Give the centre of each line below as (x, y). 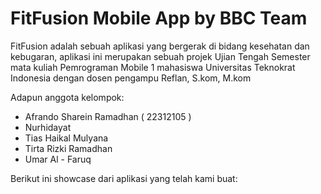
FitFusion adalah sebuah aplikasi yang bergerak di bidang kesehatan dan (160, 46)
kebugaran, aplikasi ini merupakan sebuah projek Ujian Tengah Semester (160, 56)
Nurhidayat (48, 127)
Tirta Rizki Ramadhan (68, 148)
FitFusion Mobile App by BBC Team (159, 18)
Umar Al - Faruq (58, 159)
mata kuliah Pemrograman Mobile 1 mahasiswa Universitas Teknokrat (153, 67)
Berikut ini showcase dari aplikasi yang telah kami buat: (124, 178)
